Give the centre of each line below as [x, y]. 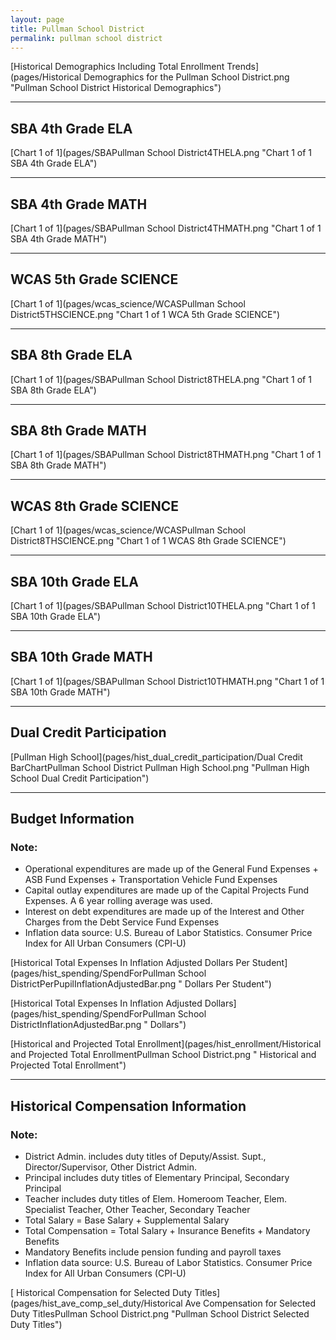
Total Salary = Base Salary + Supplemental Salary [127, 1220]
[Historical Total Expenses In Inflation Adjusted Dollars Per [130, 963]
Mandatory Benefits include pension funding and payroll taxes [153, 1252]
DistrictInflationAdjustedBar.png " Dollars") [98, 1025]
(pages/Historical [46, 77]
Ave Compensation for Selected [250, 1303]
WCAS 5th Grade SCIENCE [94, 279]
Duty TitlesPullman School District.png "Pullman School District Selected [160, 1314]
